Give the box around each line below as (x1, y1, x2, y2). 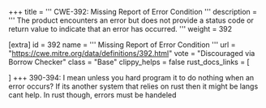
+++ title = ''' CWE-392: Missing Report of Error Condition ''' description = (8, 7, 258, 16)
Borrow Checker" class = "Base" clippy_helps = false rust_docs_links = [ (8, 57, 250, 67)
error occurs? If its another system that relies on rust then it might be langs (8, 81, 259, 91)
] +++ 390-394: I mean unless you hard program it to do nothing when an (8, 73, 255, 82)
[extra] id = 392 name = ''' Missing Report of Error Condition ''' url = (8, 40, 236, 50)
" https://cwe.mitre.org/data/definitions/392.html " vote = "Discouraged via (8, 49, 255, 58)
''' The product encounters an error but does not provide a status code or (8, 15, 254, 25)
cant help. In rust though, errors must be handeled (8, 90, 177, 100)
